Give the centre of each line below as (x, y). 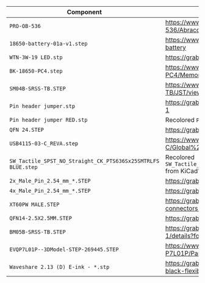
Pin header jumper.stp (42, 106)
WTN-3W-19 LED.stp (36, 57)
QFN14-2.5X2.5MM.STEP (41, 218)
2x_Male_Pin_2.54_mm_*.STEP (50, 181)
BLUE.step (23, 167)
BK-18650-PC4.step (36, 71)
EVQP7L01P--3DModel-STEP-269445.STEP (64, 249)
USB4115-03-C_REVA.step (44, 144)
